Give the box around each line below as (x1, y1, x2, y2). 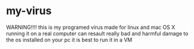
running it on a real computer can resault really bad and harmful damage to (6, 30, 189, 37)
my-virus (6, 4, 52, 18)
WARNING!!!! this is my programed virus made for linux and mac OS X (6, 24, 175, 31)
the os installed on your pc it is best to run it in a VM (6, 36, 133, 43)
